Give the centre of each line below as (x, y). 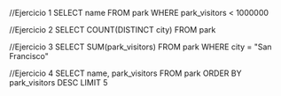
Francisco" (29, 56)
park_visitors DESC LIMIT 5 (59, 82)
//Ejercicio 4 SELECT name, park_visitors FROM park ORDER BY (125, 73)
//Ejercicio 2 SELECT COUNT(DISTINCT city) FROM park (113, 30)
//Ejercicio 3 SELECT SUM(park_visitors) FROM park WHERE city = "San (140, 47)
